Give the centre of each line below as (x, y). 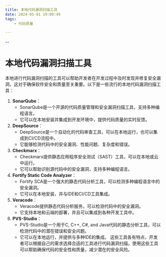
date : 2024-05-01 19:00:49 (33, 14)
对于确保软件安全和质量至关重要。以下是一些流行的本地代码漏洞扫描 (87, 84)
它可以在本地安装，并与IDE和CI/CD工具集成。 (66, 194)
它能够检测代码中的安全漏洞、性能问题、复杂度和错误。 (76, 145)
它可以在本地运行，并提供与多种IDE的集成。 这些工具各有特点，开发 (89, 237)
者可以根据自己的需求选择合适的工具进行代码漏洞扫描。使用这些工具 (89, 244)
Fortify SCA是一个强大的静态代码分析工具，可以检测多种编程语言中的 (90, 182)
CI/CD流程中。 (43, 138)
